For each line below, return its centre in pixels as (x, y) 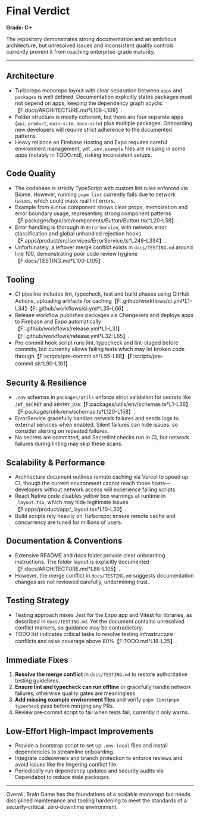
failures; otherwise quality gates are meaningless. (76, 693)
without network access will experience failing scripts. (110, 489)
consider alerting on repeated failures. (62, 431)
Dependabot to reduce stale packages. (62, 777)
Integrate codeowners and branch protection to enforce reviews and (99, 758)
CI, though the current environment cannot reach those (82, 483)
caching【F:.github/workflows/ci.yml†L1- (142, 301)
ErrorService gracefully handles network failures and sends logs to (97, 418)
